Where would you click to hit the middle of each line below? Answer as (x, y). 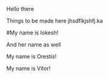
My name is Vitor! (28, 68)
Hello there (20, 9)
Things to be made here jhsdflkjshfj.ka (55, 21)
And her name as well (34, 45)
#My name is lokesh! (32, 33)
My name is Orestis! (32, 57)
